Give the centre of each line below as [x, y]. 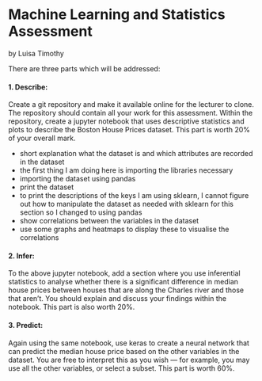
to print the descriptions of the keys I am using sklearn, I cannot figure [134, 196]
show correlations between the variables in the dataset [109, 221]
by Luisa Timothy [36, 53]
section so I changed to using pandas [81, 212]
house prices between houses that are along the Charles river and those [126, 290]
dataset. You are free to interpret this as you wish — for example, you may [129, 360]
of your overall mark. [42, 138]
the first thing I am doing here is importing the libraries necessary [126, 170]
